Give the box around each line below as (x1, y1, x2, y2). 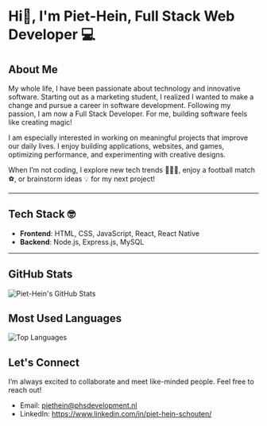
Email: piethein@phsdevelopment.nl (19, 401, 137, 410)
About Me (8, 63, 58, 76)
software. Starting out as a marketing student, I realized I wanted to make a (8, 92, 254, 102)
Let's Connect (8, 355, 79, 369)
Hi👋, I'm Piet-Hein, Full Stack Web (8, 7, 235, 25)
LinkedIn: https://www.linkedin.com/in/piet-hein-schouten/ (19, 409, 212, 419)
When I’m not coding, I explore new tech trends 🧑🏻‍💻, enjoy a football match (8, 165, 256, 174)
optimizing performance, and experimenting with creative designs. (8, 150, 226, 159)
